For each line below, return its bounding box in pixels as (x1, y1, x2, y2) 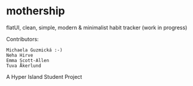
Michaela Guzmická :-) (6, 47, 63, 53)
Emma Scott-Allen (6, 57, 50, 63)
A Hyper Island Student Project (6, 73, 82, 80)
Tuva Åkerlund (6, 63, 42, 69)
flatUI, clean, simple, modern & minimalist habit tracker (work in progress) (6, 24, 188, 31)
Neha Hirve (6, 52, 33, 58)
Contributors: (6, 35, 39, 42)
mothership (6, 4, 65, 18)
